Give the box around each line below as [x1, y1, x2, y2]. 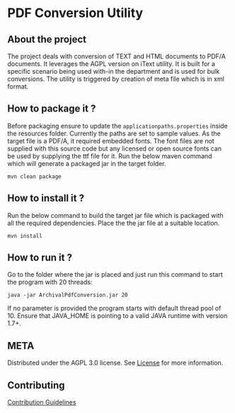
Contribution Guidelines [7, 398, 76, 407]
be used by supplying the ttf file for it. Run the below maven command [7, 151, 212, 160]
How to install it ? [7, 192, 85, 204]
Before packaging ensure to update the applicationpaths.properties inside [7, 121, 228, 130]
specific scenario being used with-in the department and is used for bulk [7, 67, 220, 75]
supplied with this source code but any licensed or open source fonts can [7, 144, 222, 153]
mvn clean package [7, 172, 62, 180]
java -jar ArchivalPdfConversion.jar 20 [7, 292, 129, 299]
